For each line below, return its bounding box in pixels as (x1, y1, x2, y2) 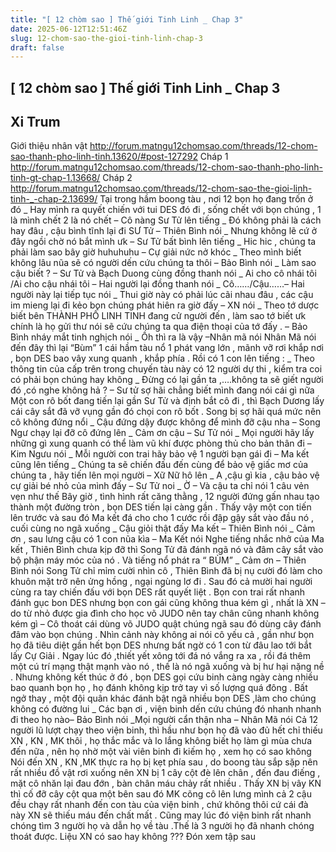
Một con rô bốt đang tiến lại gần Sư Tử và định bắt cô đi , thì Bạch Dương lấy (10, 395, 325, 407)
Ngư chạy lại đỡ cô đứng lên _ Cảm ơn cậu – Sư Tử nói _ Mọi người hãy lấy (10, 427, 315, 439)
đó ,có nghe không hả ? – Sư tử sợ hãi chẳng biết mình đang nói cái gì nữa (10, 384, 315, 396)
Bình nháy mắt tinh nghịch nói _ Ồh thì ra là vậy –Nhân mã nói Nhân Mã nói (10, 331, 317, 343)
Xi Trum (10, 114, 61, 131)
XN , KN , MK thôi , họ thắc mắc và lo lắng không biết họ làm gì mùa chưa (10, 735, 313, 747)
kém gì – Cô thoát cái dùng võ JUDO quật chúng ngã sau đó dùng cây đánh (10, 618, 322, 630)
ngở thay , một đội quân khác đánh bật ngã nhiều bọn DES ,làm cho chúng (10, 692, 317, 705)
